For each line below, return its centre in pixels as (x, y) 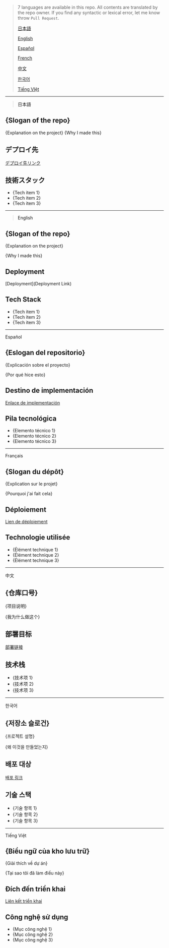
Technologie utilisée (38, 537)
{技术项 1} (23, 678)
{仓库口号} (22, 593)
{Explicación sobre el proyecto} (38, 365)
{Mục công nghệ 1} (32, 929)
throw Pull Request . (38, 18)
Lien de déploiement (26, 521)
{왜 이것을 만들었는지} (27, 747)
